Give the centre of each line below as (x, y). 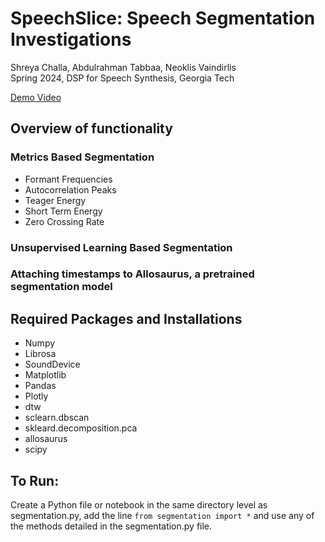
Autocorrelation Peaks (70, 189)
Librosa (40, 354)
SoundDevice (52, 364)
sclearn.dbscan (57, 418)
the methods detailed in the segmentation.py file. (111, 526)
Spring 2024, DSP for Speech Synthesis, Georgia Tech (122, 78)
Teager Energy (55, 200)
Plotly (36, 396)
